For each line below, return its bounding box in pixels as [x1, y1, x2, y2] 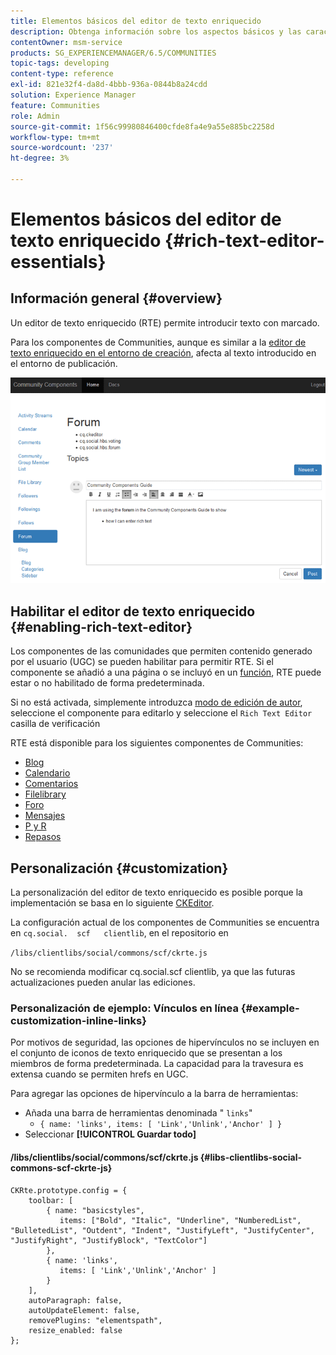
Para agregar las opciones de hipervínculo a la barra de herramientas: [10, 1088, 299, 1100]
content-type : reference [10, 69, 114, 79]
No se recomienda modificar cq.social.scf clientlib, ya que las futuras [10, 966, 296, 978]
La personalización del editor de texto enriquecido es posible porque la [10, 886, 303, 899]
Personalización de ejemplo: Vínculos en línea [10, 1001, 239, 1015]
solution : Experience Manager [10, 90, 137, 100]
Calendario [24, 767, 71, 779]
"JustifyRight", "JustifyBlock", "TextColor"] [10, 1235, 208, 1245]
